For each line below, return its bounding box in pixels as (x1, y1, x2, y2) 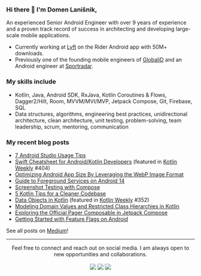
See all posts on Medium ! (6, 227, 69, 234)
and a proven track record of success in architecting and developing (6, 25, 175, 32)
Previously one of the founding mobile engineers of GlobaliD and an (14, 56, 182, 64)
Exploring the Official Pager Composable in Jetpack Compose (14, 209, 168, 216)
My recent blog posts (6, 138, 70, 146)
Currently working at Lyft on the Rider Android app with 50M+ (14, 43, 167, 50)
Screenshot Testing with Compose (14, 183, 100, 191)
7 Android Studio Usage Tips (14, 151, 86, 158)
